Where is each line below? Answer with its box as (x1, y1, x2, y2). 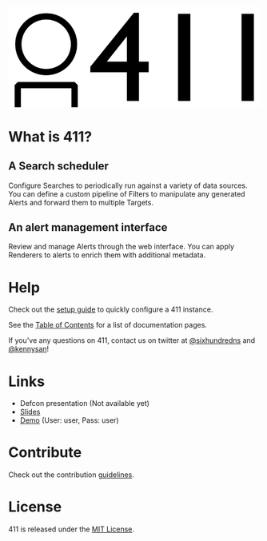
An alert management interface (8, 221, 168, 234)
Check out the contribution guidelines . (8, 470, 134, 479)
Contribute (8, 444, 82, 462)
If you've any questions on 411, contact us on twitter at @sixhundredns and (8, 336, 256, 345)
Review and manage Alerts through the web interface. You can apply (8, 242, 234, 252)
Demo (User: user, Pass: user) (19, 416, 119, 425)
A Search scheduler (8, 159, 110, 173)
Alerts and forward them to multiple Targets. (8, 197, 154, 207)
